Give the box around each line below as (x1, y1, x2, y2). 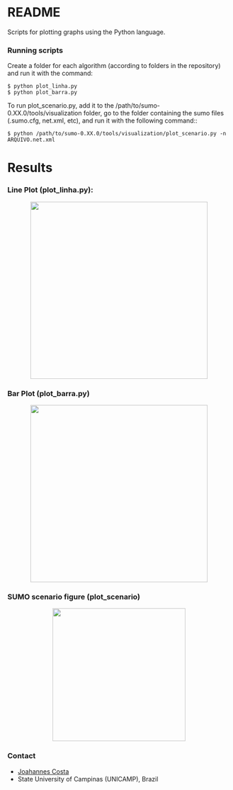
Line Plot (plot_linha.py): (7, 185, 93, 195)
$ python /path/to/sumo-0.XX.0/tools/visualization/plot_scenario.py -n (7, 130, 227, 137)
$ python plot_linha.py (7, 83, 78, 90)
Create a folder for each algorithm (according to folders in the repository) (7, 62, 221, 70)
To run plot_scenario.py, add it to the (7, 101, 115, 110)
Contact (7, 751, 36, 761)
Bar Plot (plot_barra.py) (7, 388, 90, 398)
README (7, 4, 61, 21)
